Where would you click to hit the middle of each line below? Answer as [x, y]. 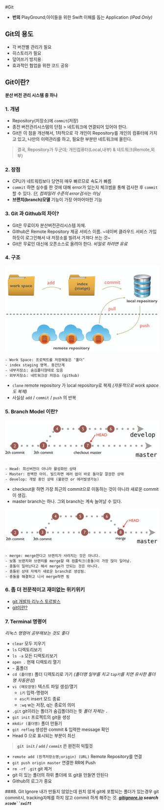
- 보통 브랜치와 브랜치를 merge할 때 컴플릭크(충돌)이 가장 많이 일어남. [69, 561]
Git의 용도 [19, 34]
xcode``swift [18, 804]
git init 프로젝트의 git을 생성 [41, 717]
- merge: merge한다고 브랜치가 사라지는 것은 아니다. [53, 556]
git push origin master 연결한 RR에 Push [54, 763]
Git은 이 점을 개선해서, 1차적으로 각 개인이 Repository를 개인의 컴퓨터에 [80, 133]
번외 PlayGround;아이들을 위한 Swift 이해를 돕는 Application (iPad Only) [82, 17]
